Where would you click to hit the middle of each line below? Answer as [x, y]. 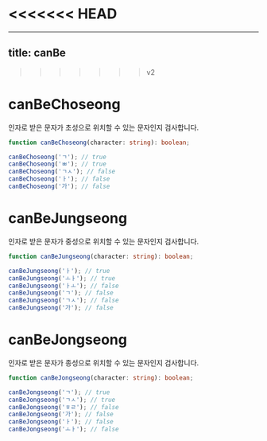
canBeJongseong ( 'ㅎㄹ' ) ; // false [64, 407]
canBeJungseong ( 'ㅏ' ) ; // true [59, 271]
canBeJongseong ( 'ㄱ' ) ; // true [59, 392]
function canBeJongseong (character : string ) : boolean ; [101, 378]
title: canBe [37, 53]
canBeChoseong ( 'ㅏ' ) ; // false [59, 179]
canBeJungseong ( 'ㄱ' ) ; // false [61, 293]
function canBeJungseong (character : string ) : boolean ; [101, 256]
